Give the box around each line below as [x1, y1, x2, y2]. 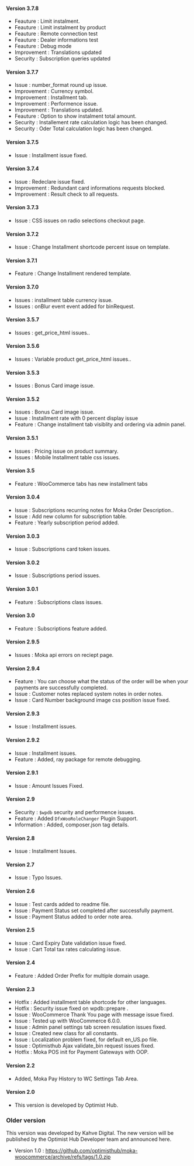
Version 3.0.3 [6, 533, 40, 540]
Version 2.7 [6, 861, 35, 868]
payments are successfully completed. [14, 684, 108, 692]
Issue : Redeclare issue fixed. [14, 178, 85, 185]
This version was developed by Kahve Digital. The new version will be [6, 1130, 174, 1136]
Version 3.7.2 [6, 231, 39, 238]
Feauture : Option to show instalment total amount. [14, 113, 137, 120]
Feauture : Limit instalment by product [14, 24, 106, 31]
